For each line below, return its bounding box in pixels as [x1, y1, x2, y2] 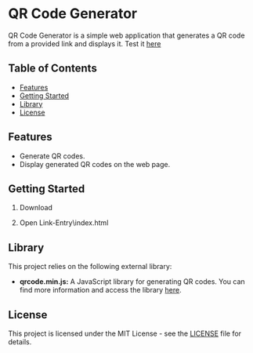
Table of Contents [8, 62, 98, 75]
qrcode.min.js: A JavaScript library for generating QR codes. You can [19, 277, 245, 286]
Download [19, 203, 53, 213]
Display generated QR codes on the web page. [19, 159, 171, 169]
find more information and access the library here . [19, 286, 182, 295]
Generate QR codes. [19, 151, 85, 161]
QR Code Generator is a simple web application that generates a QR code [8, 31, 245, 40]
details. [8, 337, 32, 346]
